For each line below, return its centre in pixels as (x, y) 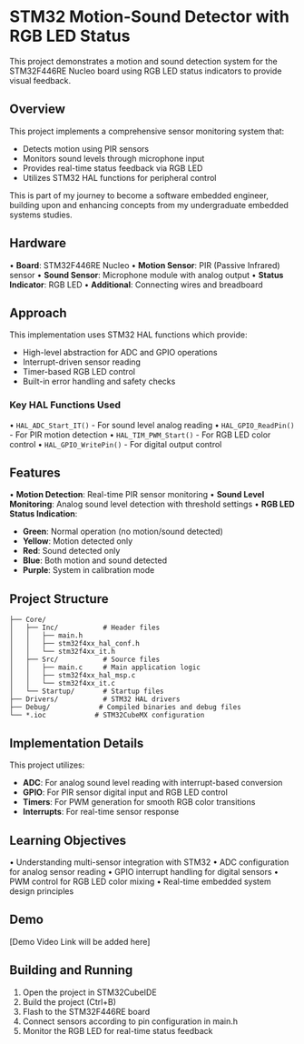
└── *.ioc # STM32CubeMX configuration (107, 716)
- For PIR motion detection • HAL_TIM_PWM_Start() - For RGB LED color (140, 435)
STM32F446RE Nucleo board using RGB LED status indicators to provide (146, 71)
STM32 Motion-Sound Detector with (150, 17)
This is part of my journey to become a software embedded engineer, (139, 195)
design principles (42, 891)
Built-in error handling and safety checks (99, 381)
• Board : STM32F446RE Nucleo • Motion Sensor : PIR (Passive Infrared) (145, 265)
